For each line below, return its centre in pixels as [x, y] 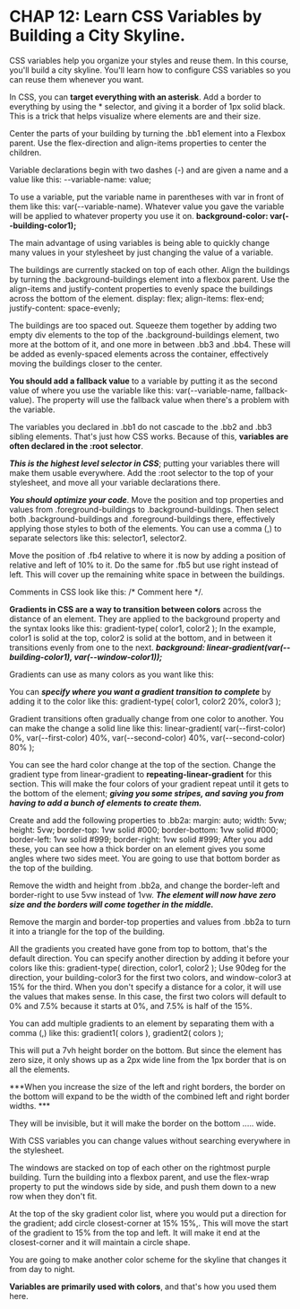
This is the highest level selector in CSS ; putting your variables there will [145, 463]
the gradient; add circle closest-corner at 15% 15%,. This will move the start [149, 1223]
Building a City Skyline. [98, 35]
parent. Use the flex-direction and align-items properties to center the [138, 143]
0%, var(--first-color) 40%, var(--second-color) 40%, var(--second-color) [147, 737]
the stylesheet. [37, 1150]
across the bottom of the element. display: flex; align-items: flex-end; [137, 298]
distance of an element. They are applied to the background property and [145, 619]
